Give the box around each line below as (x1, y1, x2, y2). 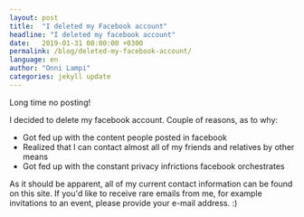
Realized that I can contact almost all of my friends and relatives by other (22, 141, 295, 152)
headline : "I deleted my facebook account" (9, 30, 176, 39)
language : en (9, 55, 59, 64)
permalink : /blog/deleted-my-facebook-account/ (9, 47, 193, 56)
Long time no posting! (9, 97, 91, 108)
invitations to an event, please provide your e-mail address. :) (9, 197, 238, 208)
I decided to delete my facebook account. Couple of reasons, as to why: (9, 114, 279, 125)
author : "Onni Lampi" (9, 64, 91, 73)
